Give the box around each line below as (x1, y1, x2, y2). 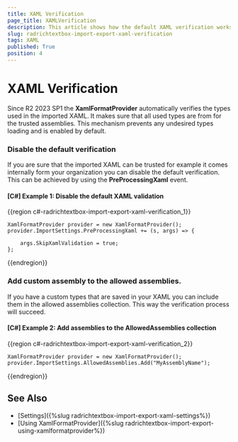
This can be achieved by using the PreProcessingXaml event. (7, 175, 188, 184)
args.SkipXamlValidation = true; (20, 240, 119, 247)
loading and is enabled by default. (7, 126, 106, 135)
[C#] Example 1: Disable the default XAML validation (7, 192, 164, 200)
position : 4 (7, 50, 42, 57)
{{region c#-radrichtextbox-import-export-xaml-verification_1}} (7, 207, 191, 216)
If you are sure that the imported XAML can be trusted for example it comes (7, 160, 228, 169)
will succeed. (7, 307, 46, 316)
